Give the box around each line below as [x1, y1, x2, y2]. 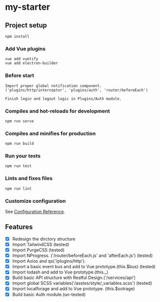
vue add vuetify [5, 56, 38, 61]
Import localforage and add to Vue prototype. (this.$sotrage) [12, 286, 135, 292]
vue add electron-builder [5, 61, 58, 66]
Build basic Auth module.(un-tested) [12, 291, 86, 297]
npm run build [5, 141, 34, 146]
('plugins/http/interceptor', [5, 87, 67, 92]
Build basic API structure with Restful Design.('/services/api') [12, 275, 136, 281]
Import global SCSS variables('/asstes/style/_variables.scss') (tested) [12, 280, 152, 286]
